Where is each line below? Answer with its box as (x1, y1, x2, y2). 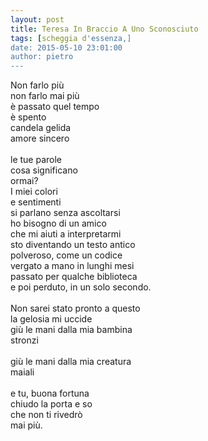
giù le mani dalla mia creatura (10, 356, 132, 368)
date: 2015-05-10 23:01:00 (10, 42, 123, 53)
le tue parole (10, 154, 63, 166)
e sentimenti (10, 196, 62, 208)
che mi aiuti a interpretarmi (10, 228, 122, 240)
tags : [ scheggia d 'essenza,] (10, 33, 132, 43)
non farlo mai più (10, 90, 80, 102)
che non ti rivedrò (10, 409, 83, 421)
